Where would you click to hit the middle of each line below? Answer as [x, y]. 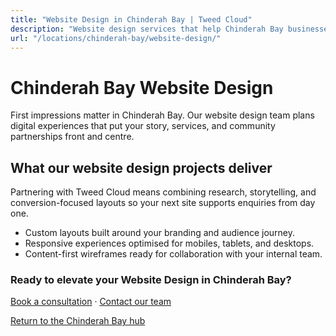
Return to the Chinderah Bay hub [78, 321]
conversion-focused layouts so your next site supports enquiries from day [163, 203]
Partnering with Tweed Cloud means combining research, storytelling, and [163, 192]
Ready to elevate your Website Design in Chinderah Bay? [151, 280]
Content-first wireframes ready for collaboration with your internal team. [173, 254]
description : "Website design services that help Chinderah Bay [147, 29]
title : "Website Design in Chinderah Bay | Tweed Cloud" [131, 19]
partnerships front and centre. [72, 137]
